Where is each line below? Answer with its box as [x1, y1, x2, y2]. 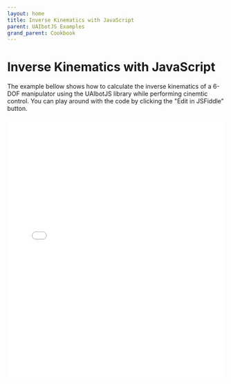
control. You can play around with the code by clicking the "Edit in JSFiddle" [7, 97, 225, 105]
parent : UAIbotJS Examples [7, 23, 85, 30]
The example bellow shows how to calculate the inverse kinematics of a [7, 82, 212, 91]
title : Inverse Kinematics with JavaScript [7, 17, 135, 24]
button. [7, 105, 28, 113]
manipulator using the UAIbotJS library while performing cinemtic [21, 89, 208, 98]
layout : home [7, 10, 45, 17]
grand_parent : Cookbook [7, 29, 76, 37]
